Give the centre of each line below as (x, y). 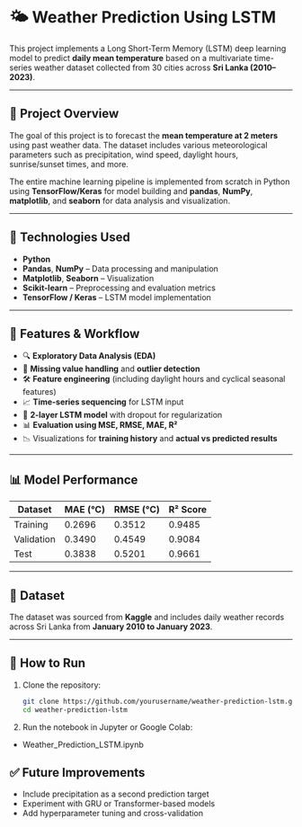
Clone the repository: (62, 685)
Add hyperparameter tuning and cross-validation (113, 814)
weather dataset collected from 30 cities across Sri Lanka (141, 67)
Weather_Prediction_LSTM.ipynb (83, 744)
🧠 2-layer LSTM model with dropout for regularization (122, 415)
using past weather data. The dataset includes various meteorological (138, 145)
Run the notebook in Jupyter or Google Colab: (107, 727)
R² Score (188, 510)
